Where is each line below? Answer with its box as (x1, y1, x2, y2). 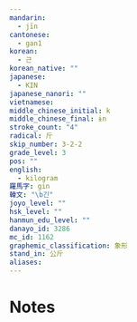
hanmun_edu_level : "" (9, 215, 91, 225)
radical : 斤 (9, 132, 53, 141)
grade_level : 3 (9, 148, 67, 157)
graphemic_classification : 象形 (9, 241, 128, 250)
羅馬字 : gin (9, 182, 50, 191)
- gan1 (17, 38, 42, 48)
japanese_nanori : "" (9, 89, 87, 98)
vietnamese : (9, 97, 54, 107)
